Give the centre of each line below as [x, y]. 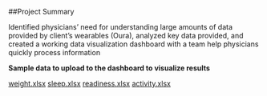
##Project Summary [41, 12]
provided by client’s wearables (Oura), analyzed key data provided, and [126, 36]
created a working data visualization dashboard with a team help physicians [133, 44]
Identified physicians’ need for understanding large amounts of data [121, 27]
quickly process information [55, 52]
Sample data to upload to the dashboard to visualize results [109, 68]
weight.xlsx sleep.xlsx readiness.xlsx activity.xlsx [89, 84]
